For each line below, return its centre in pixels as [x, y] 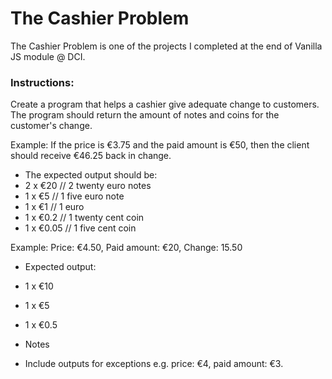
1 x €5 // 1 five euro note [74, 196]
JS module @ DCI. [48, 56]
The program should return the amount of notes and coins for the [145, 115]
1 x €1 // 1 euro [54, 207]
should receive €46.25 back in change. [91, 156]
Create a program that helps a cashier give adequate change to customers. [165, 104]
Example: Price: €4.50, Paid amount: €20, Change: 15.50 [126, 248]
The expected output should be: [91, 175]
